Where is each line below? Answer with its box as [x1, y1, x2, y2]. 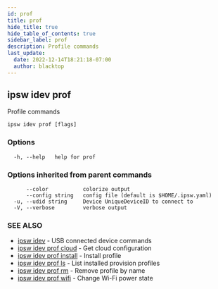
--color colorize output [25, 186, 131, 193]
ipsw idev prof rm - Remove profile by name [17, 266, 146, 275]
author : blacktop [13, 63, 65, 70]
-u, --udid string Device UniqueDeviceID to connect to [13, 198, 193, 205]
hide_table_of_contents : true [7, 30, 96, 37]
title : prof [7, 17, 42, 24]
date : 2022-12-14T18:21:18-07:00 [13, 56, 112, 63]
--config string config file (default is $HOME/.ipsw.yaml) [25, 192, 212, 199]
